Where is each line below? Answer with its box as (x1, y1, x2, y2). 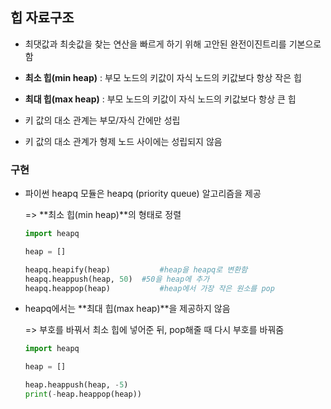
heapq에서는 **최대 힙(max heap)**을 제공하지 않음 (24, 303, 231, 315)
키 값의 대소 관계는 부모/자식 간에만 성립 (24, 114, 181, 126)
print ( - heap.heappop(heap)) (24, 389, 142, 400)
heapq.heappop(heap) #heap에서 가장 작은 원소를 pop (24, 283, 275, 293)
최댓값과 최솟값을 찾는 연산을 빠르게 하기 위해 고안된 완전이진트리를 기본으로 (24, 38, 322, 50)
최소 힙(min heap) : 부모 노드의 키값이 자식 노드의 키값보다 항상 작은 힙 (24, 71, 302, 83)
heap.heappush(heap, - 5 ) (24, 380, 129, 390)
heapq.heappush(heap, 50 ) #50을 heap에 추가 (24, 274, 210, 284)
